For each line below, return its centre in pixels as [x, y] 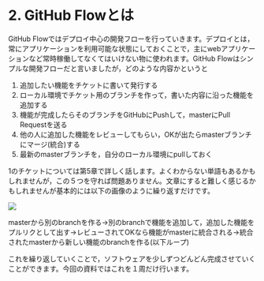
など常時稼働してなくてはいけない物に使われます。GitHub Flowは [134, 58]
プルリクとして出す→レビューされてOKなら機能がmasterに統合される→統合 [131, 232]
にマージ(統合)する [50, 144]
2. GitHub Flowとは [71, 15]
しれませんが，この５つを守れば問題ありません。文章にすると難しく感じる [129, 181]
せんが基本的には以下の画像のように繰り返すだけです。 [125, 190]
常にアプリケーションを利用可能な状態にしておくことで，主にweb [115, 48]
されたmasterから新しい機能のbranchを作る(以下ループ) [99, 242]
